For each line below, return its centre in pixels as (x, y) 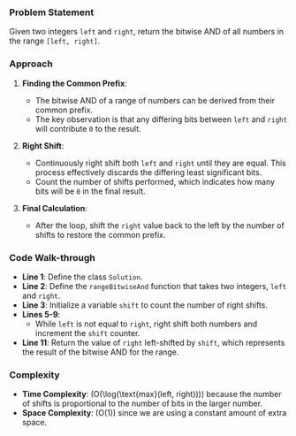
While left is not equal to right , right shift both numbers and (146, 324)
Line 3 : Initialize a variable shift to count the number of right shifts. (144, 305)
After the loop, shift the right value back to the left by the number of (159, 225)
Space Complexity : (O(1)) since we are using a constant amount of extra (154, 413)
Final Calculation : (55, 208)
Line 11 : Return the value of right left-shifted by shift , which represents (153, 342)
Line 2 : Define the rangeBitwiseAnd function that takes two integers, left (154, 286)
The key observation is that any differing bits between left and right (161, 119)
